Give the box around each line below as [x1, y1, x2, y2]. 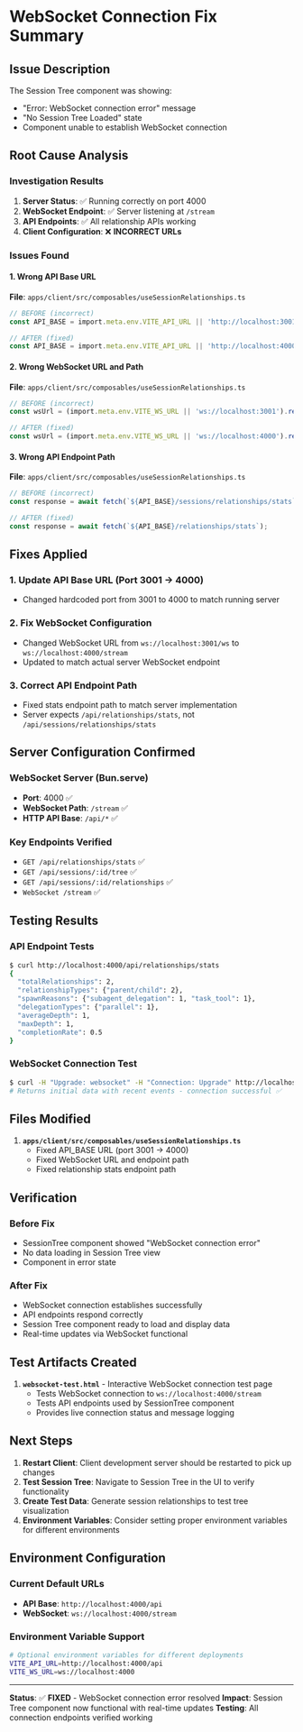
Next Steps [9, 1434, 73, 1449]
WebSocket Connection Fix [9, 6, 218, 27]
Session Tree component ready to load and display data [22, 1319, 231, 1330]
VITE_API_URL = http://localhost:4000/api [9, 1659, 164, 1668]
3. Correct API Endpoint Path [9, 679, 138, 692]
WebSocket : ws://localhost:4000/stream [22, 1608, 178, 1618]
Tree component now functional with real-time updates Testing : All [9, 1702, 259, 1713]
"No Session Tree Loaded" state [22, 113, 142, 123]
